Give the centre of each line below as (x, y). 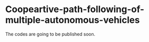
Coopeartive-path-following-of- (75, 9)
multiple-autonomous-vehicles (72, 20)
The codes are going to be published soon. (50, 34)
